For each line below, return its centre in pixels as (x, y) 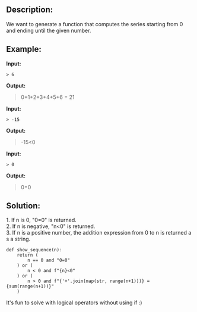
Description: (30, 10)
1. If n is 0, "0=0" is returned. (42, 220)
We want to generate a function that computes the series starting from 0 (95, 24)
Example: (24, 49)
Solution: (23, 206)
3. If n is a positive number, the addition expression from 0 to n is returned (97, 233)
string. (23, 239)
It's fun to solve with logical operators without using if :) (74, 302)
